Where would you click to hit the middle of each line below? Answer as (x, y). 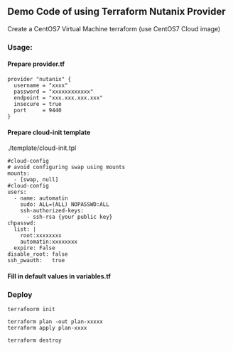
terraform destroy (34, 340)
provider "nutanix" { (39, 79)
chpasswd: (22, 223)
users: (17, 192)
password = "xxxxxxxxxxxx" (54, 92)
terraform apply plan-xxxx (47, 328)
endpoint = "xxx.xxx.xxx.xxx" (58, 98)
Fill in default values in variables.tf (59, 276)
